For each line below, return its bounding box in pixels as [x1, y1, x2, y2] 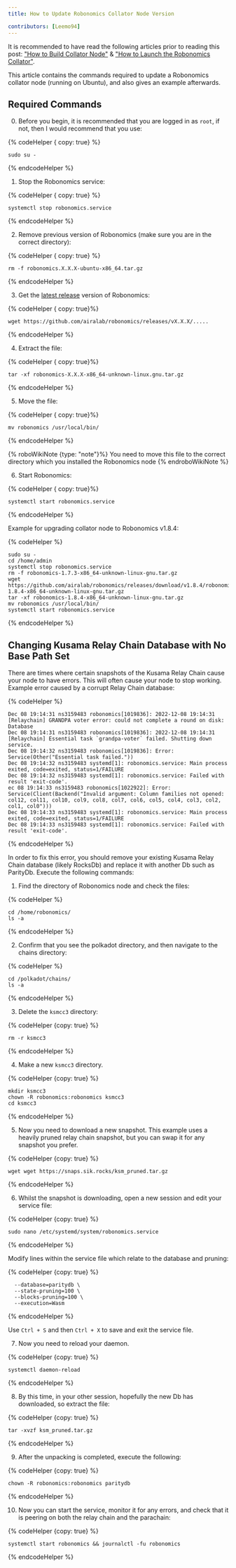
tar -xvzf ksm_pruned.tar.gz [8, 1427, 93, 1434]
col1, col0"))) [8, 803, 53, 810]
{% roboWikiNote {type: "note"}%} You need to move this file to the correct [8, 450, 226, 459]
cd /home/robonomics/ [8, 909, 71, 916]
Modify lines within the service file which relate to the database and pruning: [8, 1255, 229, 1263]
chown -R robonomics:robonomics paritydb [8, 1480, 131, 1487]
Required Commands [8, 98, 102, 110]
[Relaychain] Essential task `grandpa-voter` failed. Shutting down [8, 736, 212, 743]
